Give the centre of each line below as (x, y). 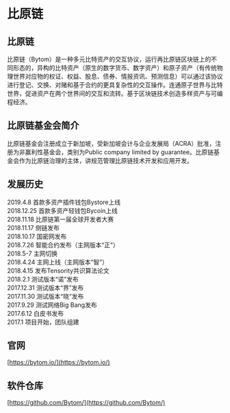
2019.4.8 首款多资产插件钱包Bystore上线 (64, 202)
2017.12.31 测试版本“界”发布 (46, 288)
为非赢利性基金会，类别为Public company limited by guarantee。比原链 (113, 152)
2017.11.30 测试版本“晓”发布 (46, 296)
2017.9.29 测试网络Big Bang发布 (52, 305)
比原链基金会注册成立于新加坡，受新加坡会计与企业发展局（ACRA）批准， (111, 143)
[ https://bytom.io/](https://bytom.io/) (59, 362)
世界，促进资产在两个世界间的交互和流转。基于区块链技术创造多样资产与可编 (115, 93)
